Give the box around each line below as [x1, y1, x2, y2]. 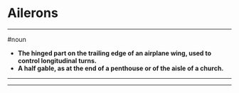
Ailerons [7, 5, 58, 21]
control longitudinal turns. [17, 56, 97, 65]
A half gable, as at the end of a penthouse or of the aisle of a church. [17, 64, 224, 72]
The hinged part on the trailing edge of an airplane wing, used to [17, 48, 212, 58]
